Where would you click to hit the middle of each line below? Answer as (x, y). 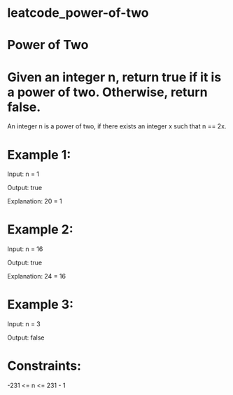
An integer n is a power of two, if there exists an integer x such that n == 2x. (117, 126)
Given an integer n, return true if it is (114, 77)
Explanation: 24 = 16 (37, 276)
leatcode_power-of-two (78, 13)
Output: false (26, 337)
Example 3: (40, 305)
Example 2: (40, 230)
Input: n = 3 (24, 324)
